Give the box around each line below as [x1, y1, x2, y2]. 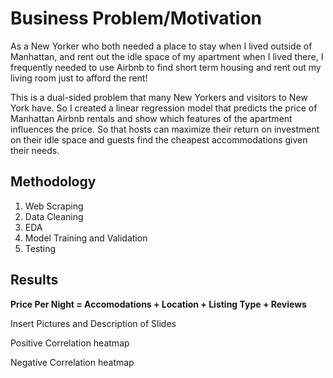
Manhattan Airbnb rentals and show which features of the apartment [10, 112, 293, 124]
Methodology [10, 173, 97, 191]
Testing [24, 242, 57, 254]
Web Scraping [24, 200, 84, 212]
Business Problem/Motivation [10, 7, 263, 30]
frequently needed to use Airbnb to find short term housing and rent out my [10, 61, 322, 73]
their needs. [10, 144, 60, 156]
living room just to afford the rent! [10, 72, 148, 84]
